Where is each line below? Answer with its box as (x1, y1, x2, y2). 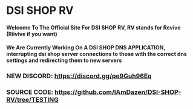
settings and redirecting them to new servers (6, 57, 122, 64)
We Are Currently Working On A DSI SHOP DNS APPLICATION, (6, 44, 165, 51)
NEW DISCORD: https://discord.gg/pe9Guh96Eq (6, 72, 152, 80)
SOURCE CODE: (6, 88, 53, 96)
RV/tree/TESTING (6, 96, 59, 104)
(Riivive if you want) (6, 30, 57, 37)
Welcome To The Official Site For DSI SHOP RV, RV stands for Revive (6, 23, 181, 31)
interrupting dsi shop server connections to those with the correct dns (6, 51, 188, 58)
